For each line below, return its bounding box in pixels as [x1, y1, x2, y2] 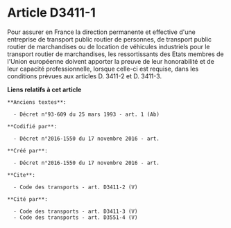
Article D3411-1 [7, 5, 96, 21]
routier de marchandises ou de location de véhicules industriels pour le [7, 42, 210, 51]
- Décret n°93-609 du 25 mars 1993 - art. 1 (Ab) [13, 111, 160, 118]
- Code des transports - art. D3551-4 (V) [13, 213, 138, 221]
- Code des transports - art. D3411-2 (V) [13, 184, 138, 191]
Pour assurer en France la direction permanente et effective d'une [7, 28, 196, 36]
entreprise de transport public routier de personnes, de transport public [7, 35, 212, 43]
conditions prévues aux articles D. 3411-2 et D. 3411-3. [7, 71, 162, 80]
